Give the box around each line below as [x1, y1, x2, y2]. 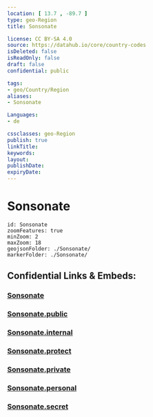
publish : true [7, 136, 48, 143]
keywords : [7, 150, 36, 156]
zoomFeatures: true [7, 227, 63, 234]
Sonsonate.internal [7, 328, 73, 338]
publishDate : [7, 163, 45, 170]
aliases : [7, 92, 32, 100]
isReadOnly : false [7, 54, 60, 62]
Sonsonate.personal [7, 383, 77, 393]
